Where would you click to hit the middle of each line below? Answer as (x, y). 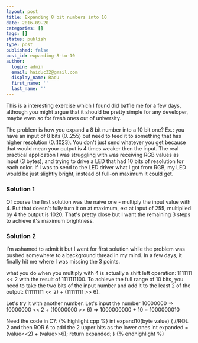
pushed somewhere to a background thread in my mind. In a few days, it (94, 255)
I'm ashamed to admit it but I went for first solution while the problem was (95, 249)
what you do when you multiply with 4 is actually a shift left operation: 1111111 (99, 273)
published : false (27, 50)
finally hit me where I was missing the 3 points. (63, 262)
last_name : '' (29, 89)
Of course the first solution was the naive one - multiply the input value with (98, 202)
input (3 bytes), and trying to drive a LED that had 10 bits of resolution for (95, 161)
